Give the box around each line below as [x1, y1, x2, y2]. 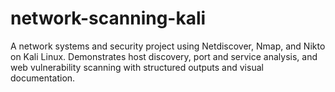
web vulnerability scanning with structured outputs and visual [10, 61, 264, 73]
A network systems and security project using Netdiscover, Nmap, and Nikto [10, 40, 326, 52]
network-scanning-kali [10, 7, 207, 30]
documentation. [10, 72, 76, 84]
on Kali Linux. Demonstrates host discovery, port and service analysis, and [10, 50, 318, 62]
